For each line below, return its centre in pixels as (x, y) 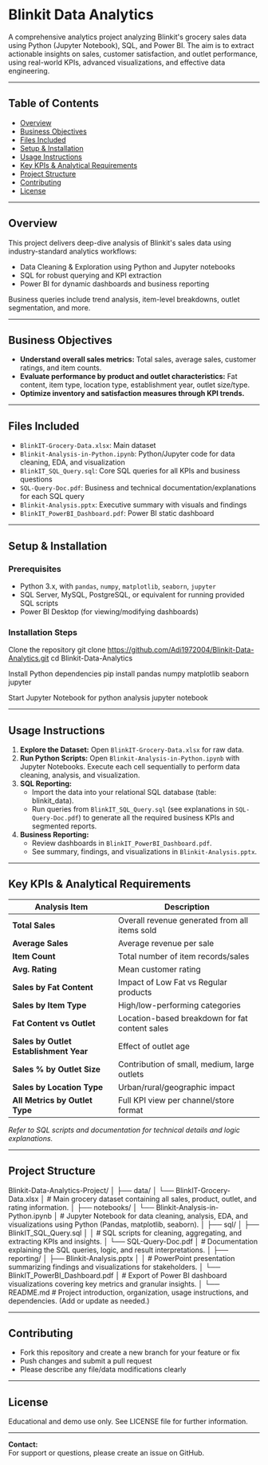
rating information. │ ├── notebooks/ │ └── (81, 1207)
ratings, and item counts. (61, 368)
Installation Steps (43, 632)
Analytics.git (29, 658)
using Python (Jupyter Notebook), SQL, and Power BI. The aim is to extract (131, 45)
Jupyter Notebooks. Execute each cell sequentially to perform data (130, 766)
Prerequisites (35, 569)
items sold (138, 930)
